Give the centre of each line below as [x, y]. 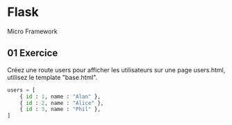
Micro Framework [32, 31]
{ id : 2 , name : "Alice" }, [62, 103]
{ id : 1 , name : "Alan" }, [60, 97]
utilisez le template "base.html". [52, 77]
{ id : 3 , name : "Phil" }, [60, 109]
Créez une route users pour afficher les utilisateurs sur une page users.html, [116, 69]
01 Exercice [33, 53]
